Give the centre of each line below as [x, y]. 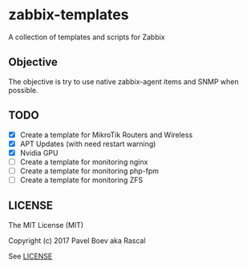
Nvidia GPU [39, 152]
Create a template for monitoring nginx [84, 161]
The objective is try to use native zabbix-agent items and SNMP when [123, 81]
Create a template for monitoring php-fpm [89, 171]
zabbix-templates [69, 15]
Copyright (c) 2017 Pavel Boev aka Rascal [77, 240]
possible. [23, 90]
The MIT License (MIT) [46, 225]
